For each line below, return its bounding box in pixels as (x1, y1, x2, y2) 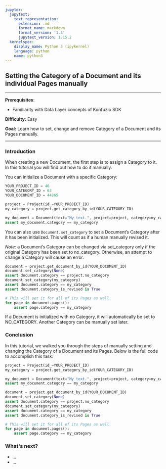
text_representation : (14, 16, 58, 21)
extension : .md (18, 21, 50, 26)
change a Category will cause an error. (5, 254, 84, 260)
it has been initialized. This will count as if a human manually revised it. (5, 234, 149, 240)
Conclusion (5, 331, 34, 338)
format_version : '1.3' (18, 30, 65, 35)
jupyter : (5, 7, 23, 12)
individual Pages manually (5, 79, 88, 88)
